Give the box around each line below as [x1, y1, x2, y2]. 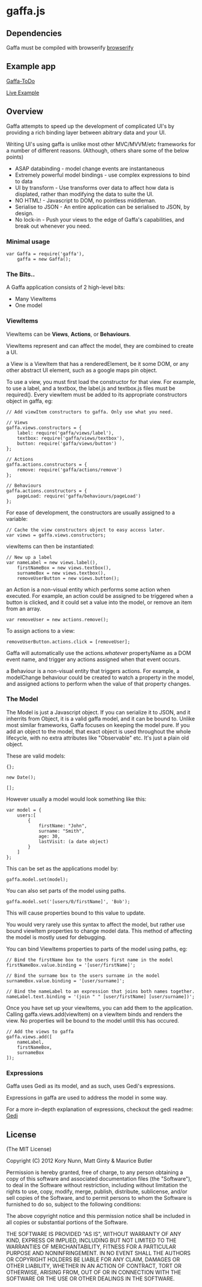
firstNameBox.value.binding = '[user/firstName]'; [6, 962, 136, 968]
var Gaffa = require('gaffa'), [6, 251, 85, 257]
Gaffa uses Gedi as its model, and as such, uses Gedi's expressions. [6, 1083, 176, 1090]
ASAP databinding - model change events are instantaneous [14, 165, 165, 172]
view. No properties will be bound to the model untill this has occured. [6, 1017, 179, 1024]
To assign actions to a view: [6, 627, 75, 634]
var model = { [6, 807, 42, 813]
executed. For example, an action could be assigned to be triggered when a [6, 592, 194, 599]
